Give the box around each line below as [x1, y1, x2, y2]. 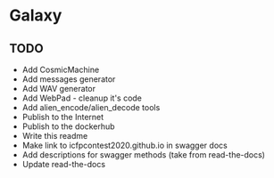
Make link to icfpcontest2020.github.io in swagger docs [21, 140, 228, 150]
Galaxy [9, 5, 62, 26]
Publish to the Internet [21, 112, 104, 122]
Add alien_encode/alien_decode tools [21, 102, 161, 112]
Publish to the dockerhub [21, 121, 115, 132]
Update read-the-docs [21, 159, 105, 169]
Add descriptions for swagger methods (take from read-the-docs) [21, 150, 266, 160]
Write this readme [21, 131, 88, 141]
